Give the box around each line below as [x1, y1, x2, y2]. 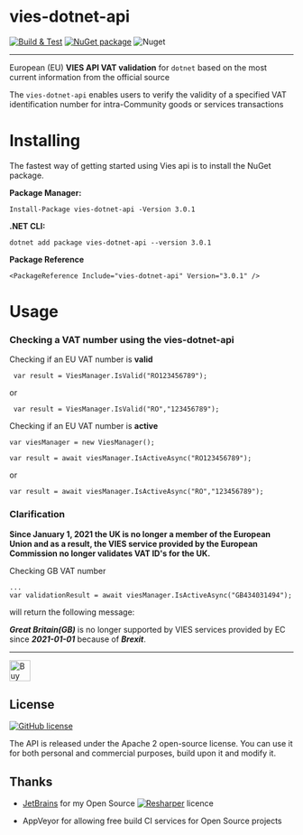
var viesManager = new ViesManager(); [9, 438, 155, 448]
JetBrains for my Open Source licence [22, 798, 214, 809]
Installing [9, 131, 81, 151]
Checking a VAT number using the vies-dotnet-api [9, 333, 234, 346]
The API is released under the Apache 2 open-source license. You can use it [9, 738, 293, 749]
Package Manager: [9, 187, 82, 198]
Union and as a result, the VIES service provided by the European [9, 538, 259, 549]
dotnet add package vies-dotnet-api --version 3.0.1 [9, 237, 212, 247]
